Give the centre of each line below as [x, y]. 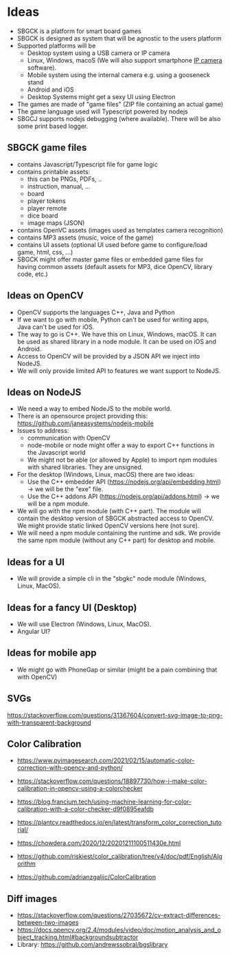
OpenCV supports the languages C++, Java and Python [96, 312]
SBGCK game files [47, 148]
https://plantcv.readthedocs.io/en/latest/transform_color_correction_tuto [119, 822]
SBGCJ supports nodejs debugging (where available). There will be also [119, 118]
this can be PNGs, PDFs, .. [65, 179]
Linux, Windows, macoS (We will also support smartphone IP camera [125, 60]
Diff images [32, 899]
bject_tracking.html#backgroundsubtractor [78, 937]
